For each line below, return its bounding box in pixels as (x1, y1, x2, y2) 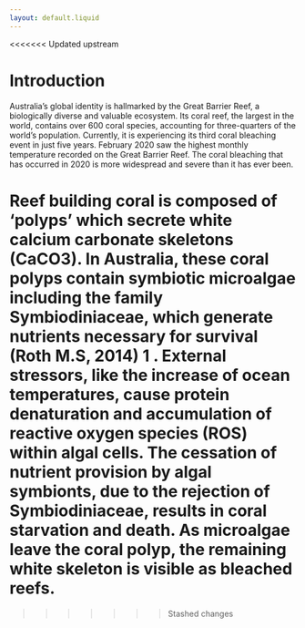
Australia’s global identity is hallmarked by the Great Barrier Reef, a (9, 100, 260, 111)
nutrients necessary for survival (9, 325, 259, 346)
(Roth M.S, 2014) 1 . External (9, 345, 227, 365)
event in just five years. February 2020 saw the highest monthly (9, 139, 249, 150)
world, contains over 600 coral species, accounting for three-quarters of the (9, 119, 296, 130)
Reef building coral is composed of (9, 190, 278, 211)
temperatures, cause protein (9, 384, 230, 405)
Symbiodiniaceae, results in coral (9, 500, 268, 520)
